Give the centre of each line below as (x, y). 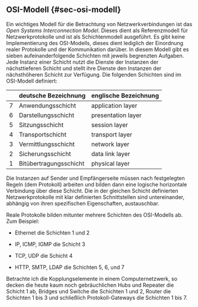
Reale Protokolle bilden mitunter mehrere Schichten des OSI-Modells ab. (95, 215)
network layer (110, 144)
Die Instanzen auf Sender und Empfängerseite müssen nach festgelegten (95, 178)
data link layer (111, 154)
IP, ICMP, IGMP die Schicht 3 (50, 244)
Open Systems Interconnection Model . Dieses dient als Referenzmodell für (97, 30)
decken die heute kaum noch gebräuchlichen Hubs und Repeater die (90, 285)
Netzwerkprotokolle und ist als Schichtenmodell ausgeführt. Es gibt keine (96, 37)
